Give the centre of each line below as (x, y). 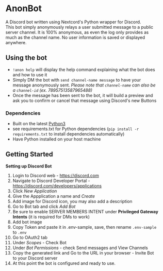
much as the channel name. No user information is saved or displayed (75, 37)
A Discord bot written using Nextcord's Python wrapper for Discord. (73, 22)
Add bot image (27, 222)
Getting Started (29, 154)
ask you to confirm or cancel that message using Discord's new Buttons (84, 101)
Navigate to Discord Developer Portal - (51, 181)
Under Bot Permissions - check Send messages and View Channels (80, 248)
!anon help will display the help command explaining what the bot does (84, 69)
